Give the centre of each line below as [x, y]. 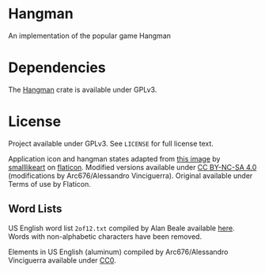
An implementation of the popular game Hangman [90, 36]
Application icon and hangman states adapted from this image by [114, 158]
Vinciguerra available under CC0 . [62, 260]
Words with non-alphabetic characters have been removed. [105, 236]
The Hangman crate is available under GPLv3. [83, 89]
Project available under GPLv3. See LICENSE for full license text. [111, 143]
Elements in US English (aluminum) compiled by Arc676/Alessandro [118, 252]
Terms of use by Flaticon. [49, 184]
